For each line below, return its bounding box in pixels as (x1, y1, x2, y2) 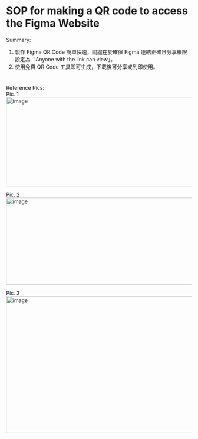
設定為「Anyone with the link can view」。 (14, 56, 116, 63)
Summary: (6, 36, 31, 43)
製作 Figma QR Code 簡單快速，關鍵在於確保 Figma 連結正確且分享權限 (14, 48, 187, 56)
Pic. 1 (6, 90, 19, 98)
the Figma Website (6, 17, 100, 30)
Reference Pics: (6, 84, 45, 92)
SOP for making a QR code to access (6, 4, 189, 18)
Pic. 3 (6, 290, 20, 297)
